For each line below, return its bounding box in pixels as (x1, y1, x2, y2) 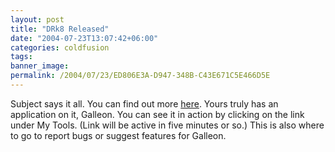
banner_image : (10, 61, 70, 71)
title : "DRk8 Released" (10, 24, 110, 34)
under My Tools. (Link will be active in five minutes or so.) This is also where (10, 119, 325, 131)
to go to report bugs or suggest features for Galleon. (10, 129, 227, 141)
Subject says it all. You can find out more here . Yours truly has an (10, 97, 279, 110)
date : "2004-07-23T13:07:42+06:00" (10, 33, 159, 43)
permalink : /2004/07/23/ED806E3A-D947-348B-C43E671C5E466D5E (10, 71, 271, 81)
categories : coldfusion (10, 42, 110, 53)
